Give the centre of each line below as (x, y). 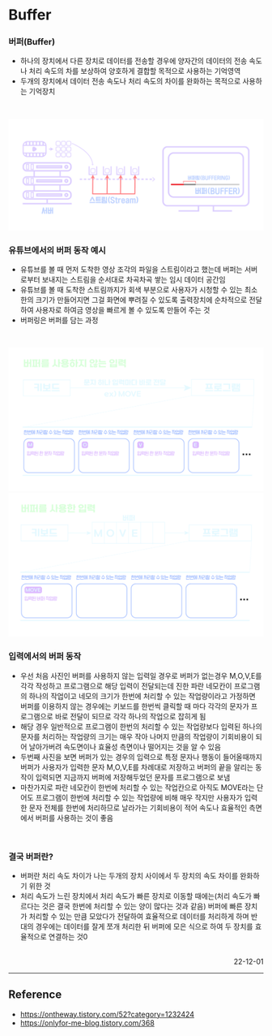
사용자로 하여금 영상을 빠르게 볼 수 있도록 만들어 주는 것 (123, 310)
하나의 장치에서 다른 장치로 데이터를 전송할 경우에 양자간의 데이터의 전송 (134, 61)
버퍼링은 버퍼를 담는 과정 (59, 320)
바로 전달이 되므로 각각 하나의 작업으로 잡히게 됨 (131, 716)
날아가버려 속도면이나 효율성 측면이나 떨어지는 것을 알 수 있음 (125, 747)
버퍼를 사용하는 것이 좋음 (74, 818)
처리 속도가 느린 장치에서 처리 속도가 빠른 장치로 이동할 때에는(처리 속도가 (136, 896)
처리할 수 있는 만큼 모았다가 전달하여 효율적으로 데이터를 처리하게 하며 (139, 916)
